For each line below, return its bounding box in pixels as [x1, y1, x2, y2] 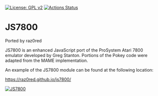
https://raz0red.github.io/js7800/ [5, 76, 71, 82]
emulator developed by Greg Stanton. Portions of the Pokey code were [5, 52, 148, 58]
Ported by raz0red [5, 38, 42, 43]
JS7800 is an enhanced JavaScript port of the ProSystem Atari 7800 [5, 47, 143, 53]
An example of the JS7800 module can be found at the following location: [5, 67, 154, 73]
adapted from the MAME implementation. [5, 58, 88, 63]
